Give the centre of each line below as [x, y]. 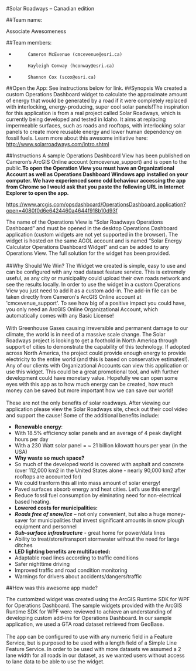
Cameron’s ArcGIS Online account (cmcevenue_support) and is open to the [97, 162]
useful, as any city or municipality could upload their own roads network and [98, 278]
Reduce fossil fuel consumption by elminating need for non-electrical [98, 495]
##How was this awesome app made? [52, 588]
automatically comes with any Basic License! [60, 316]
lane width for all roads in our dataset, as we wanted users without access [96, 655]
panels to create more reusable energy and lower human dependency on [94, 132]
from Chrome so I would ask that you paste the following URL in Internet [95, 187]
